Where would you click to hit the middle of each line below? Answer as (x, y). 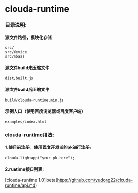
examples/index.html (26, 122)
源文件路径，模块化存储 (28, 37)
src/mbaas (15, 57)
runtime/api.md (20, 185)
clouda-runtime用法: (30, 135)
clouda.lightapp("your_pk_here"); (40, 158)
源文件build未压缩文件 (27, 67)
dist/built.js (19, 78)
